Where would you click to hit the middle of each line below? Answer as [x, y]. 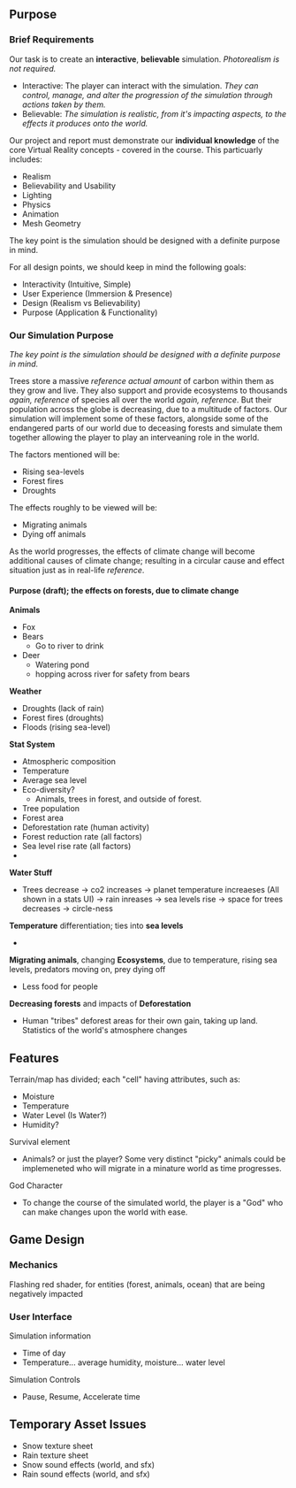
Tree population [51, 809]
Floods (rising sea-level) [66, 727]
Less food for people [60, 986]
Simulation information [50, 1336]
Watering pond [62, 665]
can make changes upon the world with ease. [105, 1212]
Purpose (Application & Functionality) [90, 312]
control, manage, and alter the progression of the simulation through [147, 95]
